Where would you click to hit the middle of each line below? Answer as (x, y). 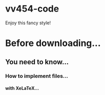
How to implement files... (37, 76)
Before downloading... (53, 43)
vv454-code (32, 9)
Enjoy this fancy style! (28, 23)
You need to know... (37, 62)
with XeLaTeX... (22, 88)
